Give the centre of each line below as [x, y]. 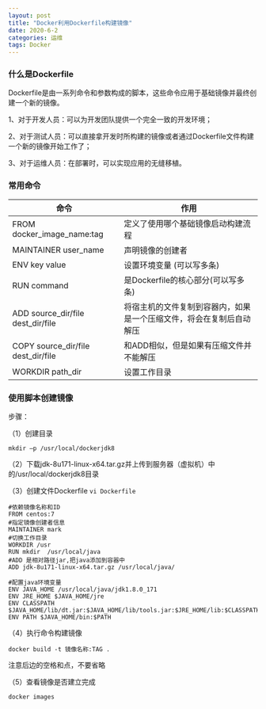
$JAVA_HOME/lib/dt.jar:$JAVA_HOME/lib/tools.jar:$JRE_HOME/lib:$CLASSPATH [134, 611]
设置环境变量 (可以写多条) [172, 265]
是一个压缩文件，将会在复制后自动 [187, 318]
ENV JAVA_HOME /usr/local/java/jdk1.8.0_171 [83, 590]
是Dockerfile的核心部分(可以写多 [184, 280]
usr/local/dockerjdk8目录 [59, 474]
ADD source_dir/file [48, 313]
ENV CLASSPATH [32, 604]
